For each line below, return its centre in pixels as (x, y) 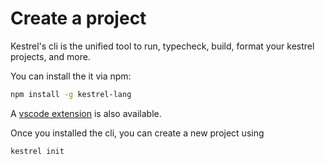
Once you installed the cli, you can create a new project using (137, 133)
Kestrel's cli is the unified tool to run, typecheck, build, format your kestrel (162, 46)
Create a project (78, 18)
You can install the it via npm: (71, 76)
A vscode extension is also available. (86, 113)
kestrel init (37, 151)
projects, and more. (50, 56)
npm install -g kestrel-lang (71, 94)
